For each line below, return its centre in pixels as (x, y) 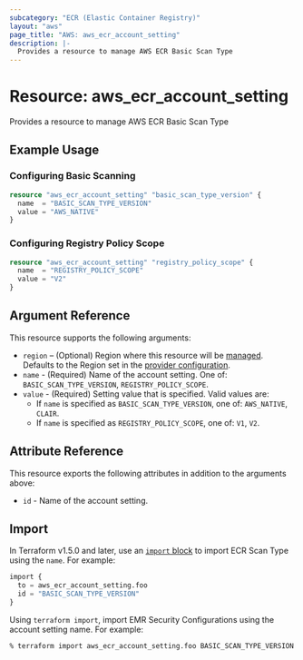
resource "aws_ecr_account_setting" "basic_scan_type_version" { (135, 195)
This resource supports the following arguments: (100, 338)
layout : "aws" (36, 26)
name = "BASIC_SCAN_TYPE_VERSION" (85, 203)
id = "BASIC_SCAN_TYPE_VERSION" (79, 594)
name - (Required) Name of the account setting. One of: (125, 374)
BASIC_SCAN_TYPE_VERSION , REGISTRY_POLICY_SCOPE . (115, 384)
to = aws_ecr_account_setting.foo (83, 586)
